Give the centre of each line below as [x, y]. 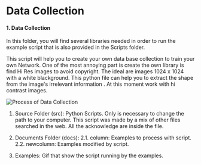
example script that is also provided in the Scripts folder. [76, 47]
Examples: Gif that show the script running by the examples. [89, 155]
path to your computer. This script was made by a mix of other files [98, 120]
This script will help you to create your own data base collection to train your [100, 59]
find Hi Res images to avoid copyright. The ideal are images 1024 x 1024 [95, 71]
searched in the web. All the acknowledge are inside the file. [89, 126]
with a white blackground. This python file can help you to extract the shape [100, 78]
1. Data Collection [28, 27]
